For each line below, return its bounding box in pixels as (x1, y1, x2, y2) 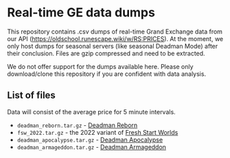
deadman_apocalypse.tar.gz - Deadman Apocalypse (16, 135, 163, 144)
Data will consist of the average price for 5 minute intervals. (7, 107, 176, 116)
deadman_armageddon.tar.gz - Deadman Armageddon (16, 142, 167, 151)
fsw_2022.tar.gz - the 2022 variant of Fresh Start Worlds (16, 128, 179, 136)
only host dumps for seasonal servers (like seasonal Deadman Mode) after (7, 42, 218, 50)
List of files (7, 90, 56, 101)
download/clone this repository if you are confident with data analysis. (7, 70, 207, 78)
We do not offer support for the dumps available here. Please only (7, 62, 194, 70)
